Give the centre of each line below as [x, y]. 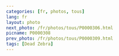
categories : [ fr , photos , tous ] [45, 11]
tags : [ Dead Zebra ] [30, 44]
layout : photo [23, 22]
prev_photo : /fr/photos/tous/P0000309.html [60, 38]
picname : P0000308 [28, 33]
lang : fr [17, 17]
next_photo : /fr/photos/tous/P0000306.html [60, 28]
